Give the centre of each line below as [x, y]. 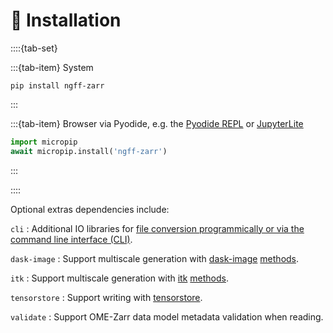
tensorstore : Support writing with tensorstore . [106, 297]
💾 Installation [66, 20]
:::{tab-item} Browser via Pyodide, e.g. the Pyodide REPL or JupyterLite [157, 123]
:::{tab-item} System [52, 67]
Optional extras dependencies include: [90, 209]
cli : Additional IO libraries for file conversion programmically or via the [157, 228]
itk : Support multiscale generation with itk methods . [119, 278]
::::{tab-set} [34, 48]
